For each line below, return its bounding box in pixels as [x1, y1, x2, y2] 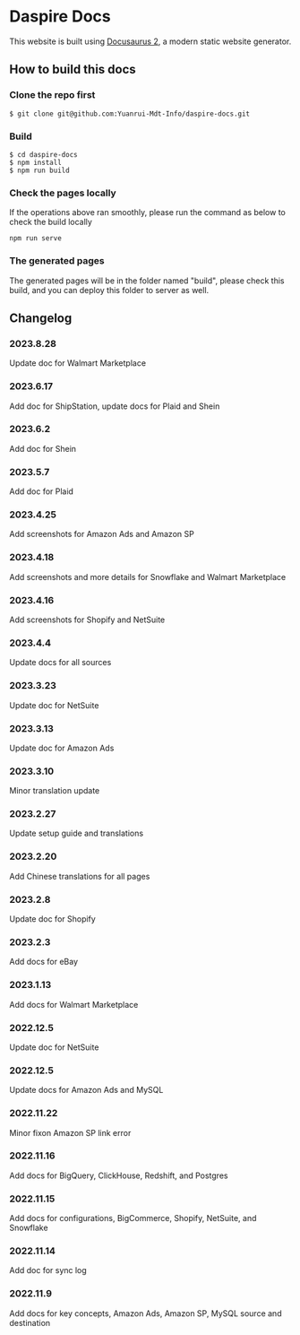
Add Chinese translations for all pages [9, 871, 150, 881]
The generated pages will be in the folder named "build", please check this [9, 275, 285, 286]
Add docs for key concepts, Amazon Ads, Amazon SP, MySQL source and [9, 1307, 282, 1319]
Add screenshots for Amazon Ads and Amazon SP [9, 529, 194, 540]
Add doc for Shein [9, 443, 77, 454]
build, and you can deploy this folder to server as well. [9, 284, 210, 295]
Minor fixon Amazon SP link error [9, 1127, 132, 1138]
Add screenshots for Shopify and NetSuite [9, 614, 166, 625]
